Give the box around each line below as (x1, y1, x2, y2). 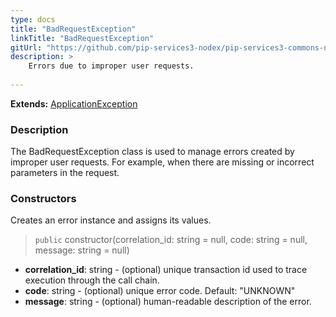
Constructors (10, 192, 77, 206)
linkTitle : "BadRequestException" (10, 33, 155, 43)
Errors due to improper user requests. (28, 61, 195, 71)
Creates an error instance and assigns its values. (10, 214, 212, 226)
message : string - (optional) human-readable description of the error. (24, 296, 312, 308)
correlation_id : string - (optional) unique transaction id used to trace (24, 264, 308, 276)
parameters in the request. (10, 167, 120, 179)
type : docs (10, 14, 56, 25)
